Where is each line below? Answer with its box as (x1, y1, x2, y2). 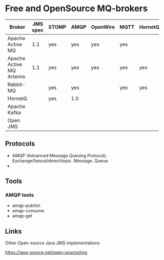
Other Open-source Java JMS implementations (5, 240, 100, 246)
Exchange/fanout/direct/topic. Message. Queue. (12, 158, 109, 164)
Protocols (5, 140, 35, 148)
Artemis (7, 73, 26, 80)
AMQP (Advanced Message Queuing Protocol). (12, 152, 107, 158)
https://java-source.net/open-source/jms (5, 249, 88, 256)
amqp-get (12, 213, 33, 219)
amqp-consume (12, 208, 45, 214)
